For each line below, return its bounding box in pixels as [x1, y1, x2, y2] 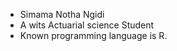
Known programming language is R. [19, 30, 168, 41]
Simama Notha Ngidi [19, 9, 105, 20]
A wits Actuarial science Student [19, 19, 155, 31]
